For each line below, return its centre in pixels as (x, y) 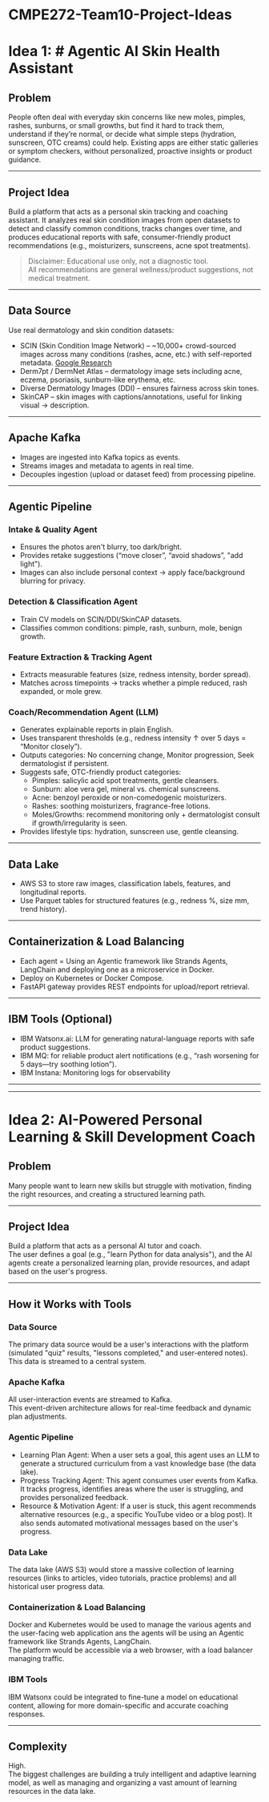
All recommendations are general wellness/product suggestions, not (141, 269)
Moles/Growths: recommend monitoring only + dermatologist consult (146, 815)
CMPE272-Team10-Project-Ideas (120, 15)
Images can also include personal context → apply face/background (132, 572)
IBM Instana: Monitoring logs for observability (95, 1072)
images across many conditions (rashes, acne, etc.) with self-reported (136, 354)
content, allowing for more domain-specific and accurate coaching (118, 1705)
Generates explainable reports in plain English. (96, 729)
